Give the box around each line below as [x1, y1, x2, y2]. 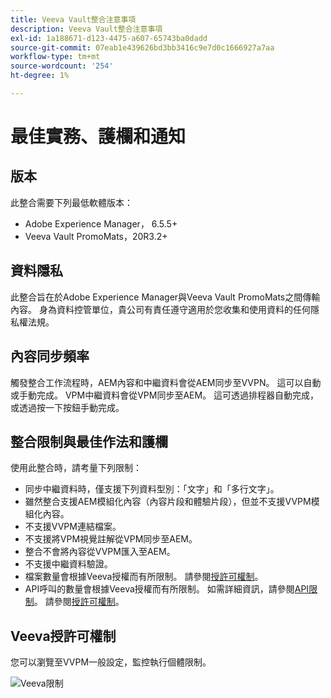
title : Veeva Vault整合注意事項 [10, 14, 137, 25]
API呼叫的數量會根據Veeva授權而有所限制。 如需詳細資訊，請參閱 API [24, 583, 310, 595]
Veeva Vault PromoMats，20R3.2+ [24, 230, 168, 242]
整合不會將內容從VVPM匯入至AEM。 [24, 546, 176, 558]
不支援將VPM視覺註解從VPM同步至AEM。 [24, 533, 198, 545]
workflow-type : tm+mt [10, 52, 101, 62]
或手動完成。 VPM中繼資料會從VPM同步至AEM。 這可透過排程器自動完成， [10, 389, 320, 401]
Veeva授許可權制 [10, 627, 117, 645]
